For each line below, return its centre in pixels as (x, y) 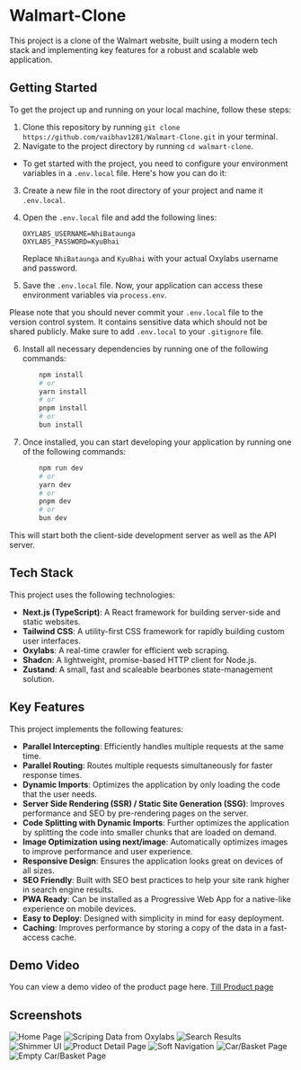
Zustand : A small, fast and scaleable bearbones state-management (147, 669)
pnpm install (63, 408)
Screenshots (46, 1015)
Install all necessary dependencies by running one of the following (145, 349)
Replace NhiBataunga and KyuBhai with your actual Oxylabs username (150, 258)
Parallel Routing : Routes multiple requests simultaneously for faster (147, 765)
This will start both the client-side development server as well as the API (143, 535)
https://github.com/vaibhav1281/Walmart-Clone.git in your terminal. (150, 137)
